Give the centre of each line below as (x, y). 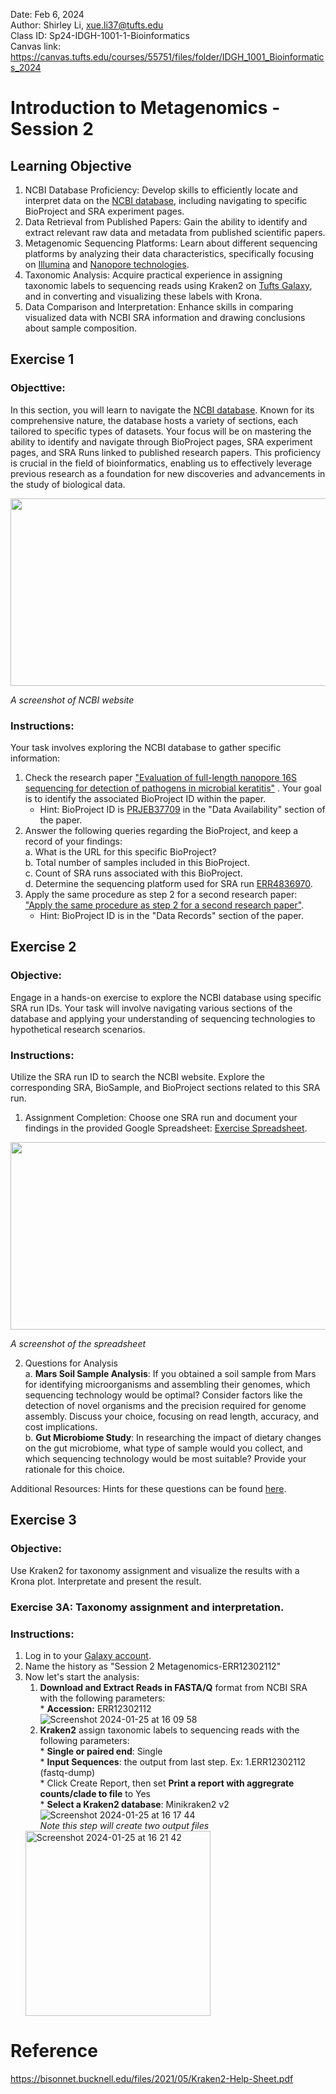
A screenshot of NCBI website (72, 700)
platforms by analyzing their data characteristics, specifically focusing (169, 253)
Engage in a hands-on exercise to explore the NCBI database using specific (166, 997)
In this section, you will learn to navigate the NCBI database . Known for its (162, 410)
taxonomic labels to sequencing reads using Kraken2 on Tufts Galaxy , (168, 285)
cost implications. (61, 1426)
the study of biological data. (68, 484)
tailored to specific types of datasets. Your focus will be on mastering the (161, 431)
